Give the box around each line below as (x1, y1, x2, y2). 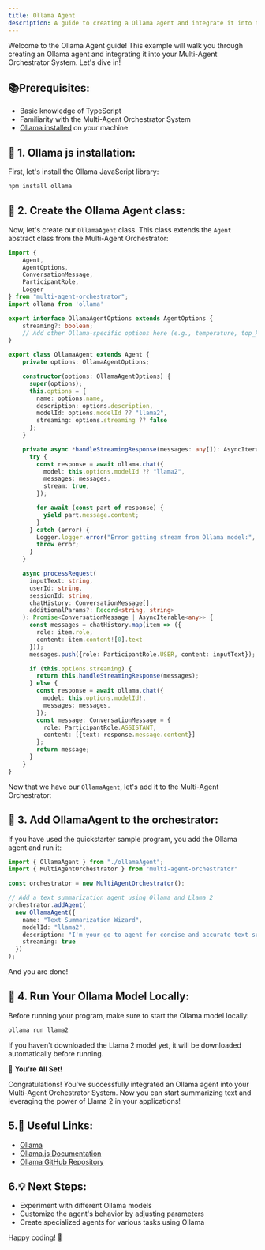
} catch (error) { (28, 526, 90, 534)
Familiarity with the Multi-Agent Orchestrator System (19, 115, 192, 124)
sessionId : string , (28, 591, 93, 599)
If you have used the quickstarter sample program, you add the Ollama (8, 834, 238, 844)
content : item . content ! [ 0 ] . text (36, 636, 144, 644)
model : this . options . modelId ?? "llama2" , (43, 467, 185, 475)
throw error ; (36, 541, 80, 549)
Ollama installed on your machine (19, 123, 129, 133)
